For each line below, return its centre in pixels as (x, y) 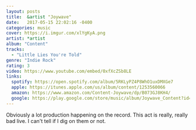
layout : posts (23, 11)
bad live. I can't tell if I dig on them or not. (56, 121)
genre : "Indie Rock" (31, 60)
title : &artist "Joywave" (39, 17)
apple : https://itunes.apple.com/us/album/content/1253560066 (88, 87)
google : (21, 98)
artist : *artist (26, 38)
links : (14, 76)
